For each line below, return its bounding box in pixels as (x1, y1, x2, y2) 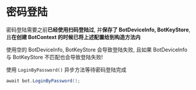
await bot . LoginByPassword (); (6, 78, 81, 83)
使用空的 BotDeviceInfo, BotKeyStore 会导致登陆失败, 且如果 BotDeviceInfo (6, 46, 188, 53)
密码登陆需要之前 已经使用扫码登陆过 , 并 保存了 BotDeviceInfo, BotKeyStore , (6, 26, 191, 33)
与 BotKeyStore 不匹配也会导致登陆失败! (6, 53, 103, 60)
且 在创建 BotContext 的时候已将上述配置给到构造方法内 (6, 33, 141, 40)
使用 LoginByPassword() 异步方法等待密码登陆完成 (6, 66, 127, 73)
